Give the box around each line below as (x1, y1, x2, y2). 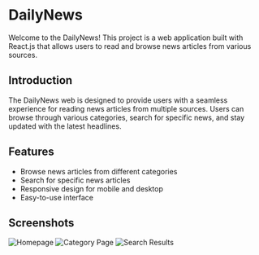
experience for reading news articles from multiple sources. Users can (8, 103, 244, 113)
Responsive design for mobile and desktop (19, 183, 164, 193)
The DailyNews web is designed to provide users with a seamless (8, 95, 228, 105)
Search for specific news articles (19, 175, 131, 185)
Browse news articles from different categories (19, 166, 178, 176)
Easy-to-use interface (19, 192, 94, 202)
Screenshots (8, 216, 75, 230)
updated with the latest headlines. (8, 121, 122, 131)
